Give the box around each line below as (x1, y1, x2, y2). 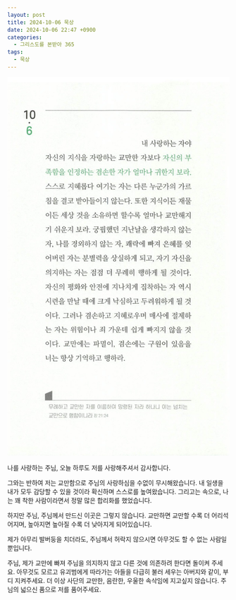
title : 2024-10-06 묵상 (7, 18, 74, 26)
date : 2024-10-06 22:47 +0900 (7, 26, 97, 33)
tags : (7, 49, 23, 56)
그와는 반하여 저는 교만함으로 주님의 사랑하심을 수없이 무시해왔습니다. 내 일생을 (7, 479, 224, 487)
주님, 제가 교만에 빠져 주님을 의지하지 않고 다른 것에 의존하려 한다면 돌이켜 (7, 559, 210, 568)
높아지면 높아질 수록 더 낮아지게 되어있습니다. (27, 520, 152, 529)
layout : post (7, 11, 46, 18)
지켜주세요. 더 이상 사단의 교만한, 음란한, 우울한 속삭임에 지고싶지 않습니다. (14, 577, 220, 585)
